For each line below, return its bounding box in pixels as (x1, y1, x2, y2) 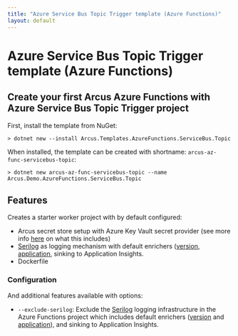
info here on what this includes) (17, 234, 110, 243)
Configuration (7, 275, 57, 285)
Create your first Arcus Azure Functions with (7, 91, 211, 103)
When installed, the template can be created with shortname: (7, 147, 187, 156)
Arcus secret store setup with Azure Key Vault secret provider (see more (17, 227, 231, 236)
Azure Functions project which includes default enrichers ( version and (17, 313, 224, 321)
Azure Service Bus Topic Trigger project (7, 103, 189, 115)
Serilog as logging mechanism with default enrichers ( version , (17, 242, 200, 251)
